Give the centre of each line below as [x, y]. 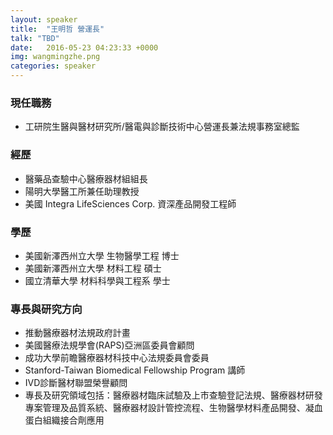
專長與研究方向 [46, 309]
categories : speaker [53, 66]
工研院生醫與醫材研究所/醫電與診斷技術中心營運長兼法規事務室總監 [162, 127]
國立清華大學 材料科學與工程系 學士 [97, 280]
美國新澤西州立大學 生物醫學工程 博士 [102, 255]
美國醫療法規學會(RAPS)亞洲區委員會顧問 [109, 345]
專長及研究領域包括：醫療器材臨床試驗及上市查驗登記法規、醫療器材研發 [173, 395]
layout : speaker [44, 19]
